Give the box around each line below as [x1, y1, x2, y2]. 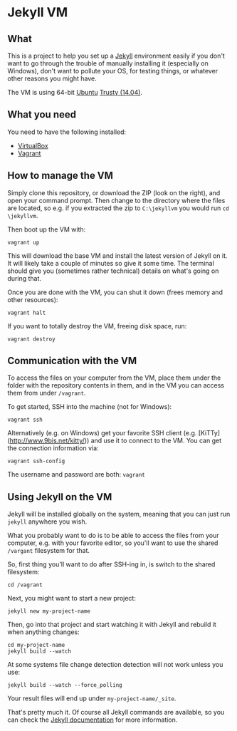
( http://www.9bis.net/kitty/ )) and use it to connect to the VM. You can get [7, 436, 222, 445]
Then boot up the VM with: [7, 225, 86, 234]
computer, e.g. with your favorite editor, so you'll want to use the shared [7, 539, 218, 547]
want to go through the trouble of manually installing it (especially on [7, 59, 209, 68]
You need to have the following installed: [7, 128, 127, 136]
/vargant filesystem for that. [7, 546, 90, 555]
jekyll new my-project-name [7, 608, 91, 615]
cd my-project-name [7, 642, 65, 649]
